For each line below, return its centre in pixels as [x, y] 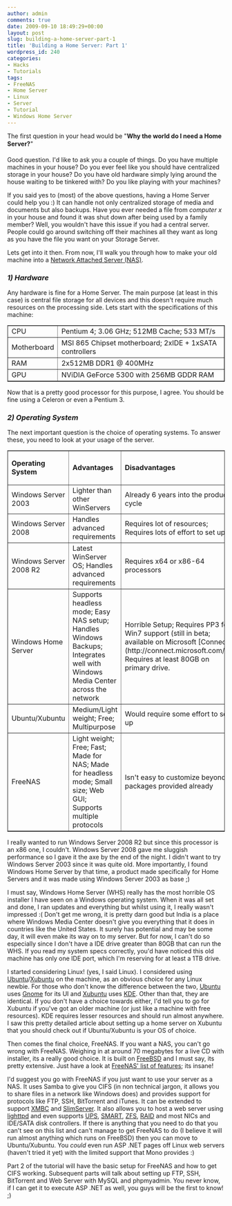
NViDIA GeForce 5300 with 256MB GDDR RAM [138, 375]
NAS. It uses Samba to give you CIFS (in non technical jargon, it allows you [113, 1087]
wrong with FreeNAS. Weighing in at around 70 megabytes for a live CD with [116, 1051]
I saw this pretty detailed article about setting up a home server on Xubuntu [115, 1023]
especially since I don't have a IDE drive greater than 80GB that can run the [114, 944]
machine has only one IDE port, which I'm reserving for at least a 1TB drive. [114, 959]
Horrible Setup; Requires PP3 [172, 625]
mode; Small [92, 782]
